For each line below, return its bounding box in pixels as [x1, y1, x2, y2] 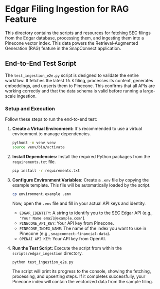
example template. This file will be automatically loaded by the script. [12, 182, 151, 188]
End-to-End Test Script [5, 59, 76, 68]
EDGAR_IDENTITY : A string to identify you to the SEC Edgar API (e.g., [19, 210, 153, 216]
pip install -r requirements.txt [12, 168, 80, 173]
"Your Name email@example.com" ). [19, 215, 86, 221]
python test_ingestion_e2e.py [12, 259, 74, 265]
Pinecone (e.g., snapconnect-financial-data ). [19, 230, 111, 236]
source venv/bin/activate [12, 144, 65, 149]
